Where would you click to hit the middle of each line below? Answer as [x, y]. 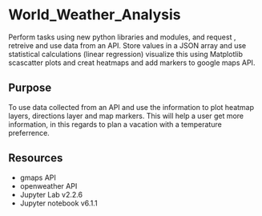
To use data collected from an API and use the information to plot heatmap [131, 107]
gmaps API [38, 177]
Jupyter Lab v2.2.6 [51, 194]
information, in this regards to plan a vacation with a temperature [115, 124]
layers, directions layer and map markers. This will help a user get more [126, 116]
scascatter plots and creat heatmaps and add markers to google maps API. [132, 63]
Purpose [30, 88]
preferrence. [29, 132]
